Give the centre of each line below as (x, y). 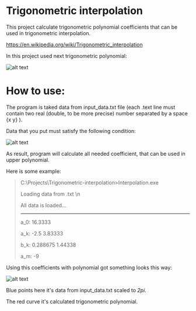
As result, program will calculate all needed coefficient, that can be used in (96, 153)
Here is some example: (34, 171)
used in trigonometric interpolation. (48, 33)
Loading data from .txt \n (50, 194)
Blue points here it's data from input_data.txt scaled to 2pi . (76, 290)
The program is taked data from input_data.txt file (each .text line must (91, 107)
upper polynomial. (28, 160)
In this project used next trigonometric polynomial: (66, 56)
